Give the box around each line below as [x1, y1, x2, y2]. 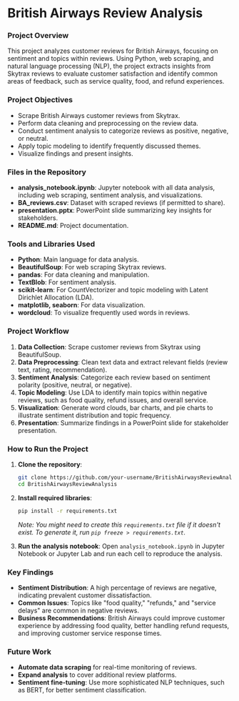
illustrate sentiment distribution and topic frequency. [17, 411, 172, 419]
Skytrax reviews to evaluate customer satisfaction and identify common [7, 69, 218, 78]
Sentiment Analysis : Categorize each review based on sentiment [17, 373, 210, 382]
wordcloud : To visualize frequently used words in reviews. [17, 309, 190, 317]
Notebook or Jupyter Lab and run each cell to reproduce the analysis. [17, 549, 223, 558]
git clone [17, 474, 48, 481]
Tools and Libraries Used [7, 239, 96, 249]
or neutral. [17, 134, 49, 142]
